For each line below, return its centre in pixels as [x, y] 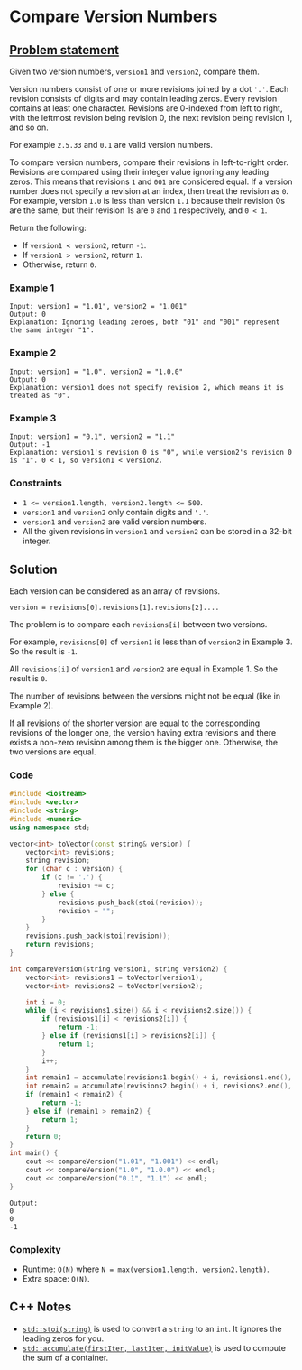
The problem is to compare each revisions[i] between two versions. [138, 624]
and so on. [29, 127]
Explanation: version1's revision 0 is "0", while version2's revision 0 [151, 452]
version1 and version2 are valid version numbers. [114, 522]
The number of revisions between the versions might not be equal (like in [145, 696]
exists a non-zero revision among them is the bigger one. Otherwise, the [143, 742]
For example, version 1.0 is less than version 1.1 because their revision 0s [147, 201]
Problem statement [64, 50]
